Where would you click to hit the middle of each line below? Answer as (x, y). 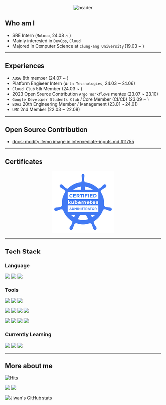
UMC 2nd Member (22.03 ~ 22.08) (46, 109)
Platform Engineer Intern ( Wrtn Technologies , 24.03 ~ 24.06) (74, 83)
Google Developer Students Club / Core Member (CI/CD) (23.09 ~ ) (81, 99)
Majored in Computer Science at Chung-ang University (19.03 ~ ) (78, 46)
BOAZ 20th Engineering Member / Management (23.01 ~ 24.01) (75, 104)
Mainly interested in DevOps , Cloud (46, 40)
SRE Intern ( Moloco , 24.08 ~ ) (41, 35)
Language (18, 265)
